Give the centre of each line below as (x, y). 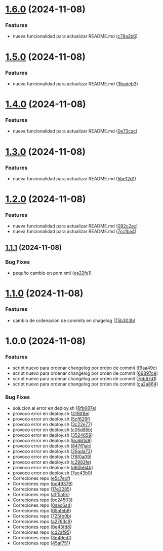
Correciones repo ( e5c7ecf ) (42, 478)
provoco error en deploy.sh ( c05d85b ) (52, 430)
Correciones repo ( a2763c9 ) (42, 522)
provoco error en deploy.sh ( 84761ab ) (52, 446)
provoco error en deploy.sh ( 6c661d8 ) (52, 441)
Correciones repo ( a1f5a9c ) (41, 495)
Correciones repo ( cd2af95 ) (42, 532)
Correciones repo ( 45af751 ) (42, 543)
